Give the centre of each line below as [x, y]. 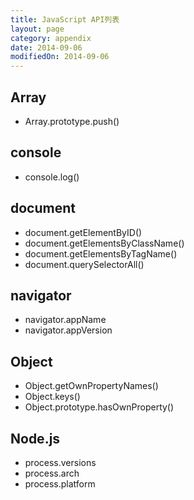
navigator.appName [65, 320]
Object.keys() [52, 397]
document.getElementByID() [83, 232]
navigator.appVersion [68, 330]
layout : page [37, 29]
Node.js [35, 438]
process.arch [52, 473]
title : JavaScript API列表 [65, 19]
